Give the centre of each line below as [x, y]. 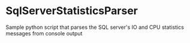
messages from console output [44, 33]
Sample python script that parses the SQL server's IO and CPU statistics [95, 27]
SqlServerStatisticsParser [72, 11]
